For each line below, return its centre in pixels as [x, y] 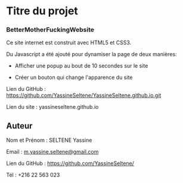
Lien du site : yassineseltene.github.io [52, 107]
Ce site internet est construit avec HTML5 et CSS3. [69, 42]
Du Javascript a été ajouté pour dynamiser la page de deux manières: [91, 54]
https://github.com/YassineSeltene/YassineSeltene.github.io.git [84, 95]
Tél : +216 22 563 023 [33, 175]
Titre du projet [42, 11]
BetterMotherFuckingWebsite [50, 30]
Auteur [19, 126]
